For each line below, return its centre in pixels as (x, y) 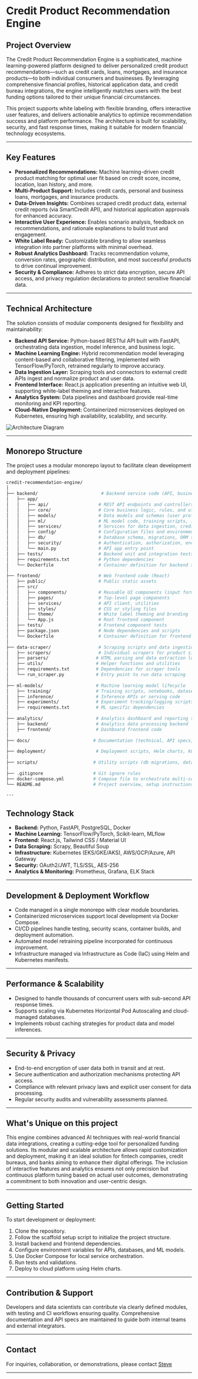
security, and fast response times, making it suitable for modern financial (95, 127)
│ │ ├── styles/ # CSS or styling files (82, 609)
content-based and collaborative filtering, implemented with (87, 359)
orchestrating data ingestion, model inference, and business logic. (95, 347)
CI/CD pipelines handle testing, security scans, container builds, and (98, 928)
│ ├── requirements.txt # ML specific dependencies (85, 707)
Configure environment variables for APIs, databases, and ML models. (100, 1250)
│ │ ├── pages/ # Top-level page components (88, 598)
